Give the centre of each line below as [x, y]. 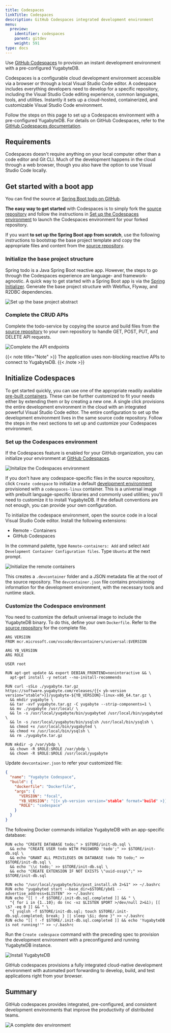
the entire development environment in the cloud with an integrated [76, 407]
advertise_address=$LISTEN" [35, 894]
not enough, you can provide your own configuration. [61, 505]
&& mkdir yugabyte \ [32, 700]
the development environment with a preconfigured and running [73, 940]
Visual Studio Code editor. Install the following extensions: [66, 520]
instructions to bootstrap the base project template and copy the [73, 240]
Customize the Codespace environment [55, 606]
